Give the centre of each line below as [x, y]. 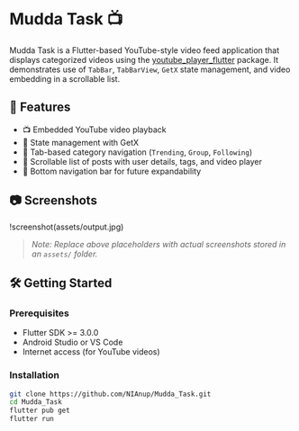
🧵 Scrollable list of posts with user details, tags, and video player [142, 161]
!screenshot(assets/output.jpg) [67, 227]
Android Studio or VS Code [72, 342]
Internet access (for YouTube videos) [91, 352]
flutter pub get [40, 411]
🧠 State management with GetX [81, 142]
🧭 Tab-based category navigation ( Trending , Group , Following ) [137, 152]
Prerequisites [39, 313]
